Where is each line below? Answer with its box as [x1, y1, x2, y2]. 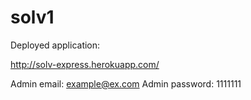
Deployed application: [10, 39, 101, 51]
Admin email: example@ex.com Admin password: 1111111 [10, 77, 242, 90]
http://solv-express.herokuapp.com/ [10, 58, 160, 70]
